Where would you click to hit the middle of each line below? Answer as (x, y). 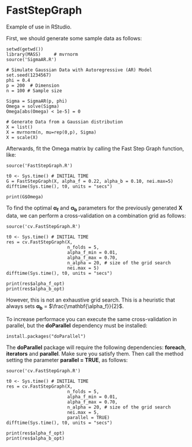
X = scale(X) (22, 137)
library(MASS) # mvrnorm (42, 54)
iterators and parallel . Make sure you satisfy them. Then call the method (95, 353)
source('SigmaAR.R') (32, 59)
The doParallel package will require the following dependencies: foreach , (96, 347)
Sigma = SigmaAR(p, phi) (37, 101)
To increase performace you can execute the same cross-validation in (92, 319)
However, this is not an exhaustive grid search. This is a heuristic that (91, 300)
